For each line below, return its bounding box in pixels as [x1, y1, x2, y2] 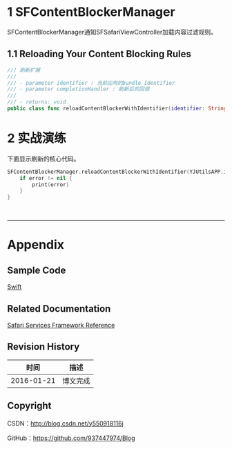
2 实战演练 [7, 130, 67, 146]
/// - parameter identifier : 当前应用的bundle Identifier [7, 79, 175, 86]
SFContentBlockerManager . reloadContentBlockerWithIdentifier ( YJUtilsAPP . [7, 168, 224, 175]
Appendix [7, 237, 64, 252]
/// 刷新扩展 [7, 66, 41, 73]
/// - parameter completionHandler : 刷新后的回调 [7, 86, 150, 93]
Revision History [7, 341, 80, 352]
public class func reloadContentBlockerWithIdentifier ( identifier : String [7, 105, 227, 112]
